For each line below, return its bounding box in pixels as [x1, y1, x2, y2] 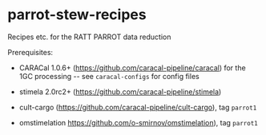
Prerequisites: [7, 47, 54, 57]
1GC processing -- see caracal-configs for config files [18, 71, 199, 81]
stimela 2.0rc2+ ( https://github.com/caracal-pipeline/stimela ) [18, 86, 222, 97]
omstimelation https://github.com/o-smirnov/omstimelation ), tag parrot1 [18, 117, 258, 127]
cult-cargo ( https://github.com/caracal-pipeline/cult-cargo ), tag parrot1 [18, 102, 257, 112]
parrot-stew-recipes [7, 6, 147, 24]
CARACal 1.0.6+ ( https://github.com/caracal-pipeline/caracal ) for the [18, 62, 246, 73]
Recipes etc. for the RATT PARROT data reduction [7, 32, 171, 42]
